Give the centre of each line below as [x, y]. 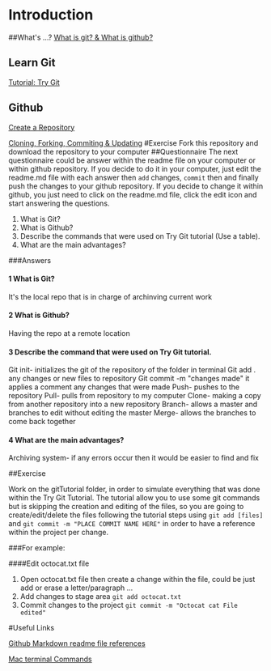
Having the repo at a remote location [70, 333]
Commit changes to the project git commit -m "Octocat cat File [129, 605]
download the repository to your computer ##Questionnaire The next [123, 151]
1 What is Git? [32, 279]
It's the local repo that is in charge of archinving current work [110, 296]
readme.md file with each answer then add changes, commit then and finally [133, 177]
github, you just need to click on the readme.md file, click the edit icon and [133, 194]
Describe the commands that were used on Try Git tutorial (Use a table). [140, 236]
